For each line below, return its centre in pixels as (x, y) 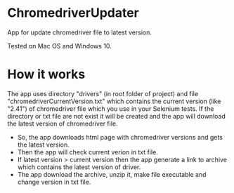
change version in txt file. (54, 182)
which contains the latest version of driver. (79, 167)
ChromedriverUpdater (73, 13)
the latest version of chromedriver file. (63, 124)
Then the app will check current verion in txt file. (87, 152)
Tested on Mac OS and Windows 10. (60, 46)
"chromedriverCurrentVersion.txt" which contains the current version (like (114, 101)
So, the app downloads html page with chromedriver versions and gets (120, 137)
